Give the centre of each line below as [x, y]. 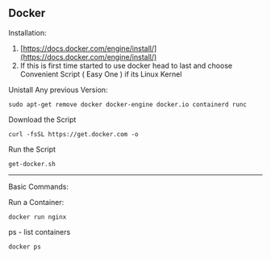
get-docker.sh [32, 164]
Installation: [27, 32]
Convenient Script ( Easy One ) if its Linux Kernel [101, 74]
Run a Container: [36, 202]
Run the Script [32, 149]
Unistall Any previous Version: [58, 90]
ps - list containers [40, 232]
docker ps [25, 246]
